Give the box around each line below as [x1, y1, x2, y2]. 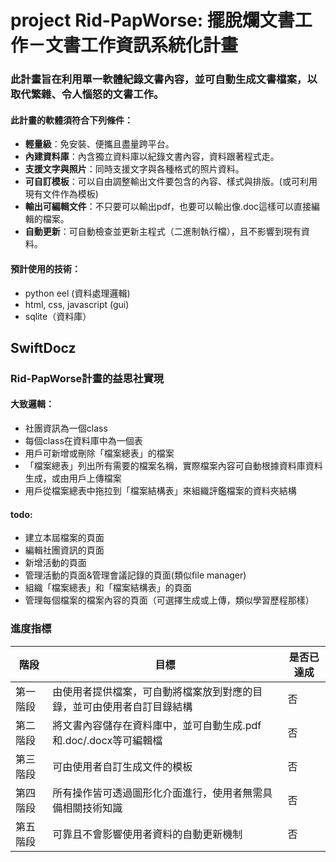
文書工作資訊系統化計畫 [45, 34, 239, 57]
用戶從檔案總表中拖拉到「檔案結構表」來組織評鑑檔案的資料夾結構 [24, 485, 297, 497]
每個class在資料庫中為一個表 [24, 435, 143, 447]
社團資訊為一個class [24, 422, 108, 435]
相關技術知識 [62, 801, 123, 815]
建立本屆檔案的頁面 [24, 532, 105, 544]
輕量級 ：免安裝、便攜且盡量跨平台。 [24, 138, 175, 150]
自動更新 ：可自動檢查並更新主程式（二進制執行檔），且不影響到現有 [24, 226, 302, 238]
